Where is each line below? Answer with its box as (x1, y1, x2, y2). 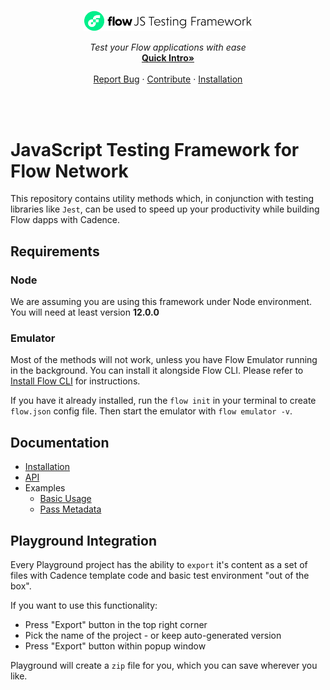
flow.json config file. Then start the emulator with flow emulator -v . (10, 405, 293, 417)
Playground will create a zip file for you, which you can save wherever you (10, 660, 318, 672)
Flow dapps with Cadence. (10, 214, 121, 226)
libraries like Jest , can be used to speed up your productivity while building (10, 203, 320, 215)
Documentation (10, 434, 110, 451)
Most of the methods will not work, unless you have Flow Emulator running (10, 354, 318, 366)
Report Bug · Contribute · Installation (93, 73, 243, 85)
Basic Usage (39, 493, 92, 505)
